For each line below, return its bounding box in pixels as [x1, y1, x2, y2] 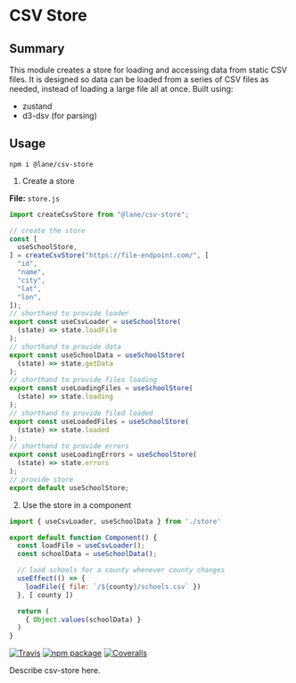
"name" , [17, 268, 46, 277]
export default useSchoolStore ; [9, 483, 129, 492]
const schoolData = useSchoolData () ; [17, 550, 158, 559]
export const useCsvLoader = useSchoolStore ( [9, 318, 181, 327]
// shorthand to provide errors [9, 442, 129, 451]
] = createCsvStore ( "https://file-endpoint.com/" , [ [9, 251, 210, 260]
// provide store [9, 475, 74, 484]
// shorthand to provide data [9, 342, 122, 351]
